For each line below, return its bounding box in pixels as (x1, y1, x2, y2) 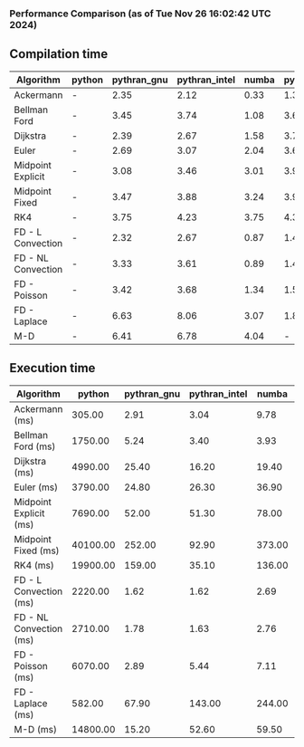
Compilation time (9, 46, 109, 62)
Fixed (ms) (14, 544, 61, 557)
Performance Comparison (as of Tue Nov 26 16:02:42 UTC (9, 7, 271, 20)
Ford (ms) (14, 440, 56, 453)
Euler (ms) (14, 481, 59, 493)
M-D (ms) (14, 723, 57, 735)
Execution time (9, 360, 96, 376)
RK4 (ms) (14, 559, 54, 571)
